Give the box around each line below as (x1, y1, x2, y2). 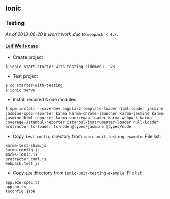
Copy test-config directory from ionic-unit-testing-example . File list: (12, 133, 161, 139)
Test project (12, 73, 38, 79)
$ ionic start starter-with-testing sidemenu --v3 (5, 64, 115, 69)
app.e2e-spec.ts (5, 180, 40, 185)
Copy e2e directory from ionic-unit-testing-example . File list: (12, 170, 143, 176)
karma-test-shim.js (5, 143, 47, 148)
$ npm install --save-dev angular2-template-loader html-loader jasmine (5, 106, 163, 112)
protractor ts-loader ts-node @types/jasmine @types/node (5, 124, 131, 129)
